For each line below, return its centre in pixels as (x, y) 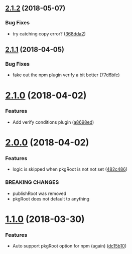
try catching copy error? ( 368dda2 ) (49, 34)
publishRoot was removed (39, 193)
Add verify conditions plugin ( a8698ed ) (53, 122)
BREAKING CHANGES (32, 182)
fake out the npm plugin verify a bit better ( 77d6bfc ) (66, 75)
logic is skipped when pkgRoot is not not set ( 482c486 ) (70, 169)
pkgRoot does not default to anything (51, 198)
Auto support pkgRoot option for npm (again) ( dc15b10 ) (70, 246)
